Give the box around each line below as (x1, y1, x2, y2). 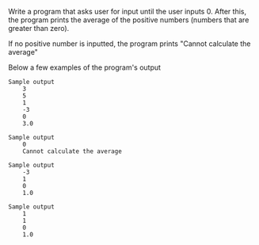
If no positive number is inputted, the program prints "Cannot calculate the (8, 39, 251, 48)
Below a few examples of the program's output (8, 63, 161, 72)
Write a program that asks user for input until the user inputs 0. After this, (8, 7, 247, 16)
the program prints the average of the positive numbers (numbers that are (8, 15, 249, 25)
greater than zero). (8, 24, 70, 33)
